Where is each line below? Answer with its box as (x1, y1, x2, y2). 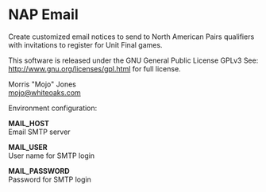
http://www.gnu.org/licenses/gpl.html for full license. (8, 63, 181, 73)
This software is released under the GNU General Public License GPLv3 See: (8, 56, 259, 65)
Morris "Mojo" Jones (8, 79, 77, 89)
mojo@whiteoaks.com (8, 87, 81, 97)
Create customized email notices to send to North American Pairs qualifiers (8, 32, 255, 41)
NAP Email (8, 6, 79, 24)
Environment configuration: (8, 103, 98, 113)
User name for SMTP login (8, 151, 95, 160)
